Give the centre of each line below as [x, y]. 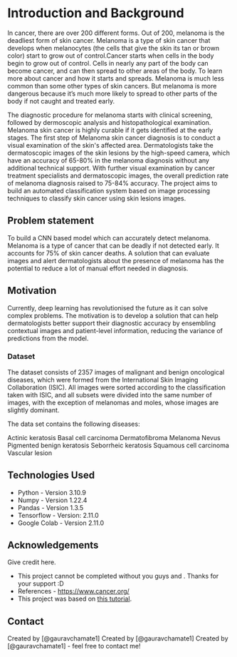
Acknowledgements [53, 545]
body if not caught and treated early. [61, 101]
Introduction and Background [96, 13]
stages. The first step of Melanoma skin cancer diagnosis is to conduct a [114, 138]
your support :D [41, 584]
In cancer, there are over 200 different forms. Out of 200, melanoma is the [116, 33]
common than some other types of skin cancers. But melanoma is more [112, 86]
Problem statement [51, 221]
